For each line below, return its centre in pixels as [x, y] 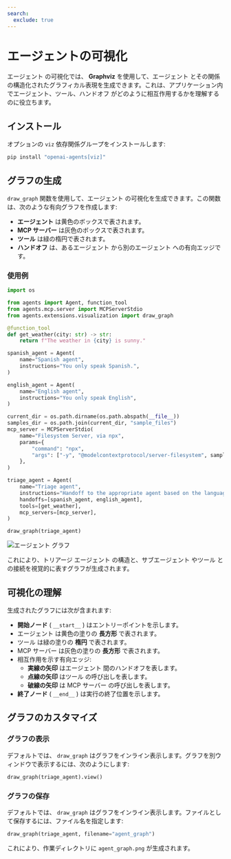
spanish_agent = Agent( [41, 353]
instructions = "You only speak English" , [78, 398]
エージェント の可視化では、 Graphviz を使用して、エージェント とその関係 [114, 77]
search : [18, 13]
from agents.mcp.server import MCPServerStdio [75, 309]
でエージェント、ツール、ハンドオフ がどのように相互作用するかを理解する [113, 94]
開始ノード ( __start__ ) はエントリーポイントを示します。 [99, 625]
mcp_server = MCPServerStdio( [51, 429]
